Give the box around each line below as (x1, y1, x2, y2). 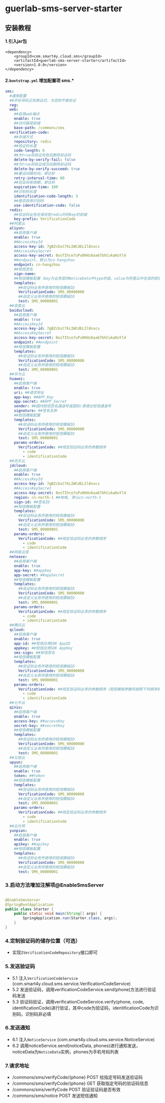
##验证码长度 (14, 143, 37, 149)
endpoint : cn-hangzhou (14, 262, 60, 268)
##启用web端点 (14, 111, 40, 117)
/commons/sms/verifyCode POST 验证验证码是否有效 (12, 1087, 121, 1093)
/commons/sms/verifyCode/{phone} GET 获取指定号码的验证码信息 (12, 1080, 149, 1086)
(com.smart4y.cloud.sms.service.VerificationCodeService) (12, 980, 131, 987)
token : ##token (14, 774, 45, 779)
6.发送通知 (5, 1024, 30, 1031)
